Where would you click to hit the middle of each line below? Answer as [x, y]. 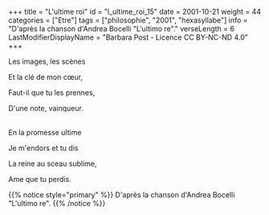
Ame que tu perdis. [40, 179]
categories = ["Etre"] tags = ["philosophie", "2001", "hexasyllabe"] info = [128, 20]
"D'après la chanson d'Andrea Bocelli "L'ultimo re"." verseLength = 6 [122, 29]
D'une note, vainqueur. [46, 108]
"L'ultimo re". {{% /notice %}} [57, 203]
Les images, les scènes [47, 61]
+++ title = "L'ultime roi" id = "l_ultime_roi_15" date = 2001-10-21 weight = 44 [135, 12]
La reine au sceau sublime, [53, 163]
